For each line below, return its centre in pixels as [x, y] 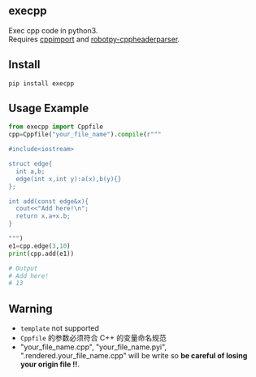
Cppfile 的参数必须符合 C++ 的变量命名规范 [93, 338]
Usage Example [49, 108]
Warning [30, 308]
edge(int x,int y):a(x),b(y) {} [69, 179]
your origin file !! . [50, 364]
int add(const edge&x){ [49, 201]
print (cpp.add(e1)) [41, 253]
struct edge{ [30, 164]
